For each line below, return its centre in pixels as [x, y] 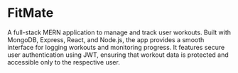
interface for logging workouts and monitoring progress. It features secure [116, 47]
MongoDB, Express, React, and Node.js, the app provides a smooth [106, 39]
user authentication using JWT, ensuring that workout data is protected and [118, 55]
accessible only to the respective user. [64, 62]
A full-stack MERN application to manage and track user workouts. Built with [119, 32]
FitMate [31, 13]
